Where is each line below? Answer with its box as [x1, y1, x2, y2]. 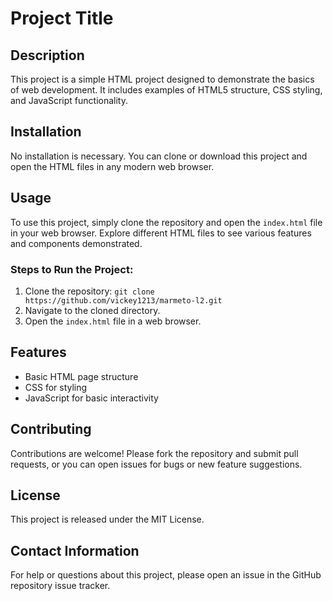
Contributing [10, 421, 92, 438]
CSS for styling [24, 381, 88, 393]
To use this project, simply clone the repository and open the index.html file [10, 216, 323, 228]
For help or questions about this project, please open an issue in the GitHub [10, 569, 322, 581]
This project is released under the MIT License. [10, 513, 205, 526]
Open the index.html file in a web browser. [24, 315, 202, 327]
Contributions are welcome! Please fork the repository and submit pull [10, 447, 299, 459]
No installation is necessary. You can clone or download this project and [10, 150, 308, 162]
